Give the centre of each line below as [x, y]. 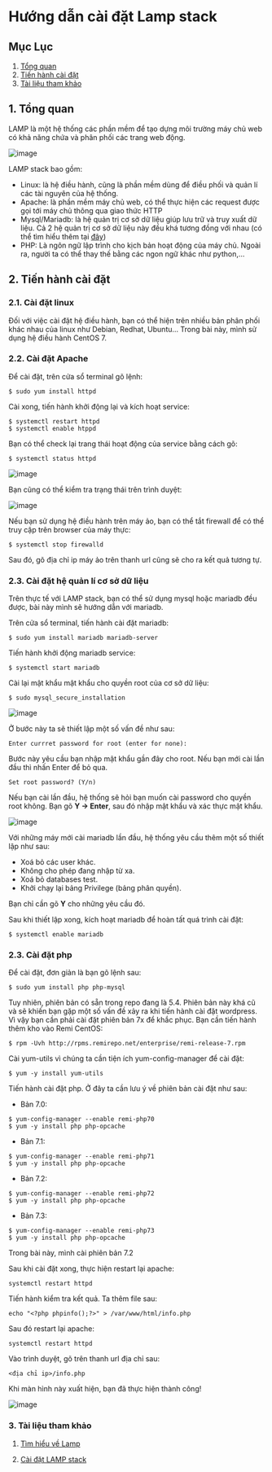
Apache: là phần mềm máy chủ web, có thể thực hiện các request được [140, 202]
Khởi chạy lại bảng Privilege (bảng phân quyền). [101, 888]
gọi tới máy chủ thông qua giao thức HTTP [91, 210]
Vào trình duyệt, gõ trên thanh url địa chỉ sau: [84, 1359]
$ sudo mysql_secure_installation [67, 698]
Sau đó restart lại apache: [52, 1329]
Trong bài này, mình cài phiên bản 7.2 [71, 1253]
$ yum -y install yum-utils [56, 1074]
